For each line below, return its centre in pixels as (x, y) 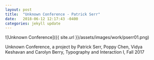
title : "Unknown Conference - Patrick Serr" (53, 14)
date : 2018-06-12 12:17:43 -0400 (42, 19)
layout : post (19, 10)
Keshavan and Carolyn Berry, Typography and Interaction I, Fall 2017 (75, 52)
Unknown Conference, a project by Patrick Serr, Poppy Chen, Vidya (74, 47)
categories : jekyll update (33, 23)
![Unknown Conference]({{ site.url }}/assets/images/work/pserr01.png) (77, 37)
